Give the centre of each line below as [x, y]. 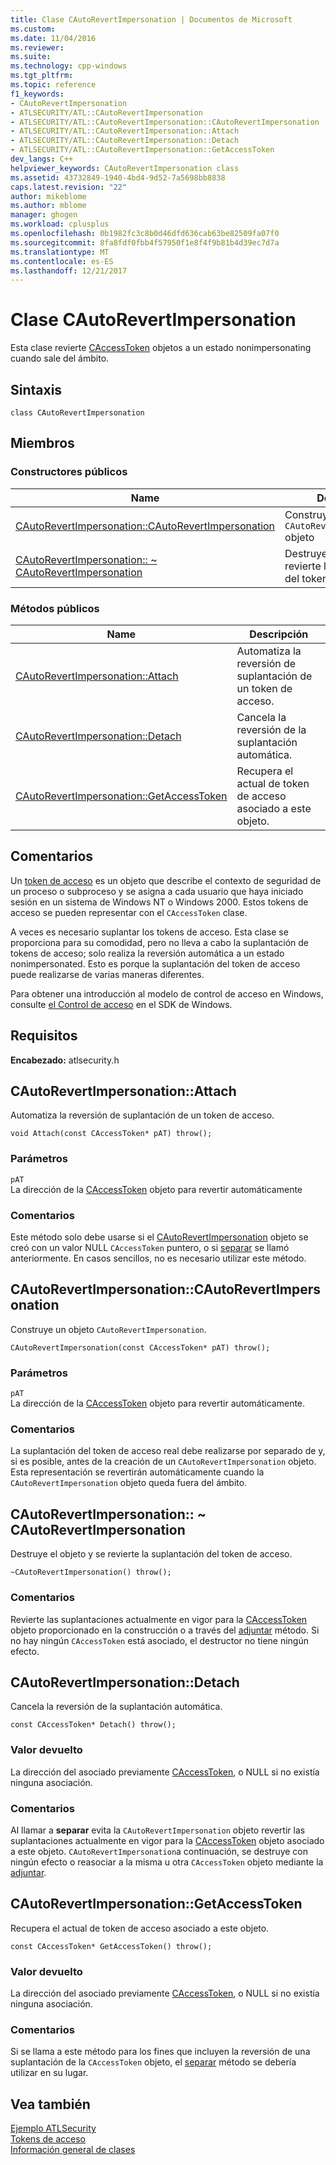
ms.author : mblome [48, 206]
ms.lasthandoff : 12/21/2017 [69, 271]
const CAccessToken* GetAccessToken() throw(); [111, 1946]
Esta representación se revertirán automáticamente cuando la [137, 1472]
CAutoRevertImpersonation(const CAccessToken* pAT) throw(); [140, 1347]
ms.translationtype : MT [60, 252]
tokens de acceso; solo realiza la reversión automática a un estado [147, 953]
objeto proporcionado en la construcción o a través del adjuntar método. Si [165, 1630]
